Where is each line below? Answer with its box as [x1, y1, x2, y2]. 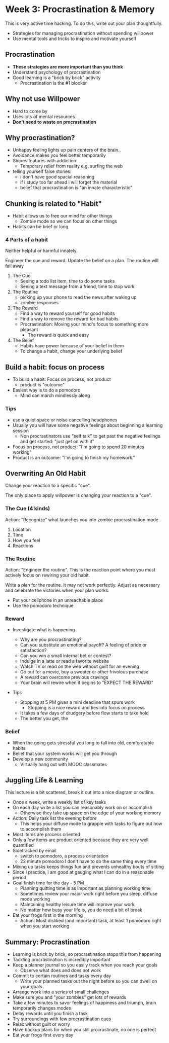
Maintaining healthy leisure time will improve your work [20, 902, 135, 908]
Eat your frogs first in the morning [12, 912, 83, 918]
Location [12, 526, 31, 532]
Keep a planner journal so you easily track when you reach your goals [12, 962, 158, 968]
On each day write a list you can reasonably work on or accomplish [12, 805, 153, 811]
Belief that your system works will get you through [12, 750, 117, 757]
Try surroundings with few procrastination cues [12, 1016, 111, 1022]
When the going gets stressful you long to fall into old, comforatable [12, 739, 154, 746]
